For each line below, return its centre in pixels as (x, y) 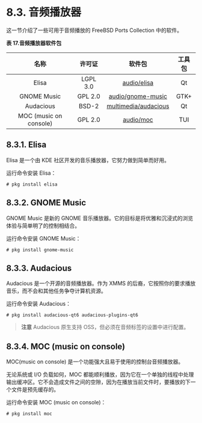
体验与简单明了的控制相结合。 (43, 225)
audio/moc (138, 119)
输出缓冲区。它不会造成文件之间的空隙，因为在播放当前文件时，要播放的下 (98, 382)
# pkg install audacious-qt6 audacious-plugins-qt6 (72, 315)
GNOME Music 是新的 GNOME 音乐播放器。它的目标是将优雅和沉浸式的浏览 (100, 218)
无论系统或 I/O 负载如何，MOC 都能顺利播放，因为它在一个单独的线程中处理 (100, 375)
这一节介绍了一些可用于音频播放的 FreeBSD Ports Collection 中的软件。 (94, 30)
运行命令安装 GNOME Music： (44, 238)
